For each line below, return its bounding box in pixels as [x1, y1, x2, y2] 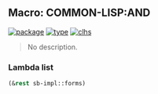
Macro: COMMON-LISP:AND [8, 6, 151, 20]
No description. [27, 42, 78, 52]
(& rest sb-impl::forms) [8, 80, 86, 88]
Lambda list [8, 62, 53, 73]
